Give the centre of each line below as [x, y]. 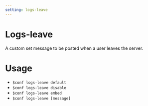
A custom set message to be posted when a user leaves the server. [74, 48]
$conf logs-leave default [39, 83]
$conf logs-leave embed [37, 93]
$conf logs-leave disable [39, 88]
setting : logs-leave [27, 10]
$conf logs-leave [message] [41, 98]
